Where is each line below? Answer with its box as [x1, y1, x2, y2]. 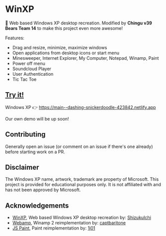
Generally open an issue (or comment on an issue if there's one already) [5, 143, 153, 149]
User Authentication [12, 71, 54, 77]
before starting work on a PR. [5, 148, 66, 155]
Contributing [5, 130, 46, 139]
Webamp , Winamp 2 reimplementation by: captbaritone [12, 220, 126, 226]
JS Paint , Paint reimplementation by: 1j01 [12, 225, 95, 231]
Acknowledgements [5, 201, 69, 210]
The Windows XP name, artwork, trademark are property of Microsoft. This [5, 176, 159, 182]
